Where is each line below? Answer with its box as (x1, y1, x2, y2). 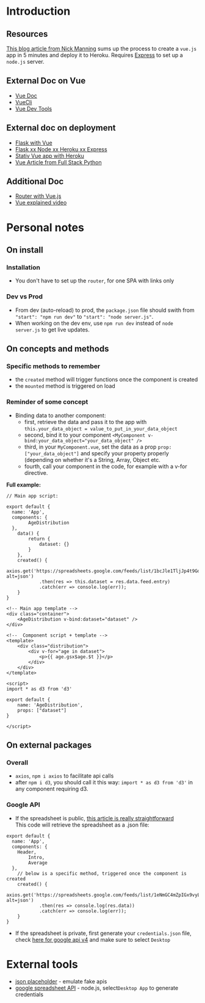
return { (28, 536, 51, 542)
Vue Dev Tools (15, 105, 52, 112)
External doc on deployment (6, 123, 116, 133)
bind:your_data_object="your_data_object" (24, 437, 134, 444)
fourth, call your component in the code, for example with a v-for (24, 463, 187, 470)
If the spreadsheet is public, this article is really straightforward (15, 814, 174, 822)
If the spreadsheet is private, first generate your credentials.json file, (15, 929, 192, 937)
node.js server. (6, 58, 45, 65)
